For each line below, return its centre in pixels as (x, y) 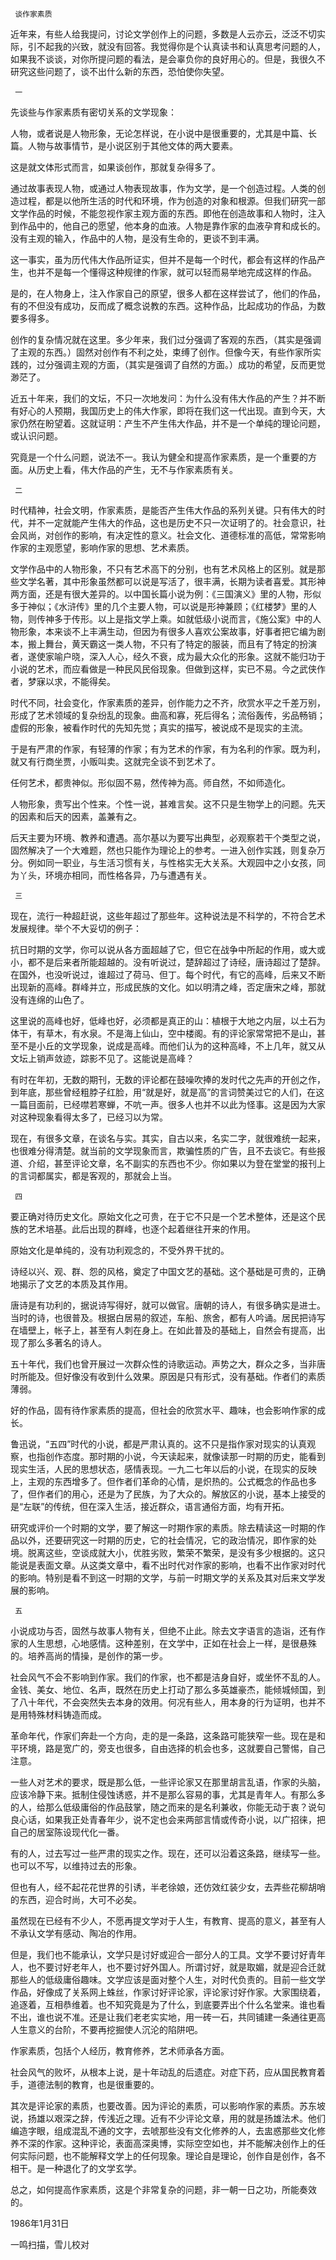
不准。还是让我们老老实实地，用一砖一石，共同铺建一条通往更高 (194, 2017)
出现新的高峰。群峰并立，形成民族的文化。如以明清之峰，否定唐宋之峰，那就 (168, 987)
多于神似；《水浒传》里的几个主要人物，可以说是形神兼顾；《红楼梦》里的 (159, 606)
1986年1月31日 (40, 2223)
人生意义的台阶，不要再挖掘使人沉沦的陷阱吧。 (106, 2029)
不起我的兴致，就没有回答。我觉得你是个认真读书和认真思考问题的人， (181, 46)
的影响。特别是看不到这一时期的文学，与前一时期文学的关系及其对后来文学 (163, 1577)
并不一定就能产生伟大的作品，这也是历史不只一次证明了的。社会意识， (172, 522)
